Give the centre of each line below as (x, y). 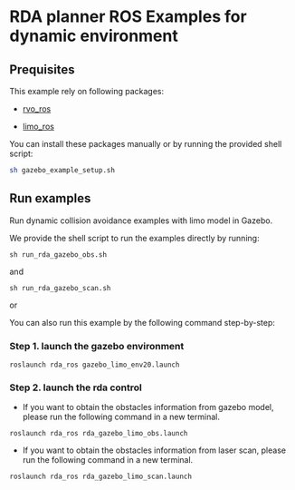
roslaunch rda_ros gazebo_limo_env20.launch (95, 365)
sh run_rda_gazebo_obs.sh (58, 255)
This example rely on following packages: (87, 91)
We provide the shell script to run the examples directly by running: (134, 238)
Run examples (50, 198)
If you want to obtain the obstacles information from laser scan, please (154, 450)
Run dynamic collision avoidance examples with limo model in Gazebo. (141, 220)
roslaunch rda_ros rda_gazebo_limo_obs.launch (99, 434)
